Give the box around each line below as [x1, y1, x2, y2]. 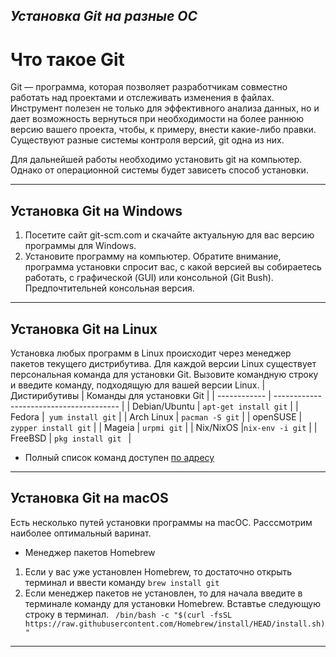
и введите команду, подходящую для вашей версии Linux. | [10, 379, 266, 391]
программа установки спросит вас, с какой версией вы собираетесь [24, 261, 322, 273]
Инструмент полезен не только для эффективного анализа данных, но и [10, 102, 320, 114]
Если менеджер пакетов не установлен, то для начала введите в [24, 587, 303, 599]
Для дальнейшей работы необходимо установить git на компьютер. [10, 154, 303, 166]
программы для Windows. [24, 240, 137, 252]
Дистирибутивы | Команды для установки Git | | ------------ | [10, 389, 272, 401]
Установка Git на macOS [10, 490, 169, 507]
